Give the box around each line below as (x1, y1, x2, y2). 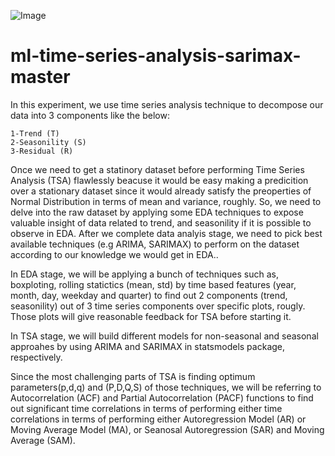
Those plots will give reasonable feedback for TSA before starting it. (10, 310, 292, 322)
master (10, 66, 71, 89)
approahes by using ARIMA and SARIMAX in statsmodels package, (10, 340, 286, 352)
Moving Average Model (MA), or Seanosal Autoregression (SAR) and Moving (10, 423, 325, 435)
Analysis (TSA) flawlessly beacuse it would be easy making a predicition (10, 174, 309, 186)
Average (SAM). (10, 434, 76, 446)
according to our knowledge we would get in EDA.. (10, 248, 219, 260)
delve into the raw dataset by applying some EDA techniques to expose (10, 206, 304, 218)
